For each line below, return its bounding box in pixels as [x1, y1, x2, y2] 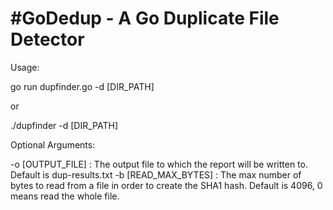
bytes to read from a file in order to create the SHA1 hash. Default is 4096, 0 [10, 179, 323, 191]
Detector [10, 28, 85, 51]
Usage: [10, 61, 40, 73]
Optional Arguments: [10, 138, 96, 151]
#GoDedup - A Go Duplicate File [10, 7, 280, 30]
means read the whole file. [10, 190, 120, 202]
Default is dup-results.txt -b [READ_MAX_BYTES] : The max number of [10, 168, 302, 181]
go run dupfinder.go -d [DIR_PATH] [10, 80, 155, 92]
